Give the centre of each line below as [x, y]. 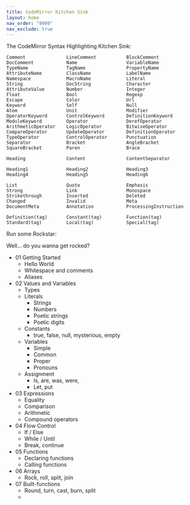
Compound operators [51, 419]
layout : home [23, 18]
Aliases [33, 277]
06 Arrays [28, 471]
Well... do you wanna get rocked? [48, 246]
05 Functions [32, 452]
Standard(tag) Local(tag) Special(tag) [83, 223]
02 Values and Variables [45, 283]
